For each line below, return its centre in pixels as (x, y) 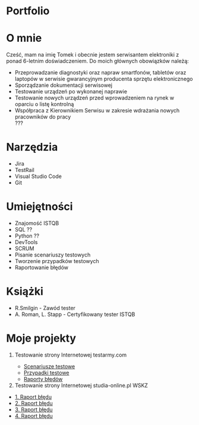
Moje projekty (41, 338)
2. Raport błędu (34, 403)
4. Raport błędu (34, 415)
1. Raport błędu (33, 396)
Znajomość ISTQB (37, 223)
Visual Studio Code (38, 176)
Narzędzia (32, 147)
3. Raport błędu (34, 410)
